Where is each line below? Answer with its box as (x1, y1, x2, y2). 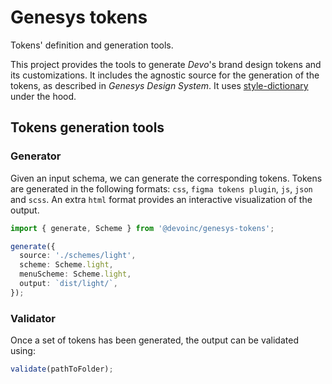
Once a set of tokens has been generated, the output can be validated (10, 334, 299, 346)
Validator (10, 311, 56, 325)
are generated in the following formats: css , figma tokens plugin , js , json (10, 182, 313, 195)
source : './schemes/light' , (19, 251, 137, 261)
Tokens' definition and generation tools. (10, 39, 174, 51)
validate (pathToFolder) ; (10, 364, 114, 375)
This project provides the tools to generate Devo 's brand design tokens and (10, 58, 322, 70)
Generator (10, 149, 62, 163)
